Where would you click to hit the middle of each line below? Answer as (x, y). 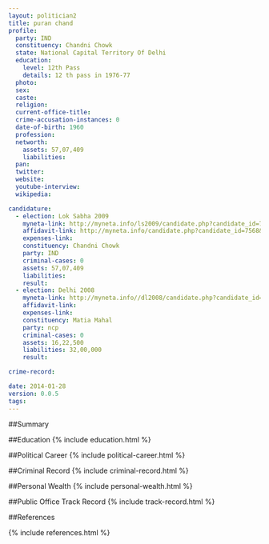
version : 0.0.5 (34, 394)
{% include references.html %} (59, 532)
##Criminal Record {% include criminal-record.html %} (99, 470)
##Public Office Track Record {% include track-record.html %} (112, 502)
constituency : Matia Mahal (68, 320)
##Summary (29, 424)
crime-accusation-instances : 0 (68, 120)
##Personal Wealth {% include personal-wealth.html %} (101, 486)
